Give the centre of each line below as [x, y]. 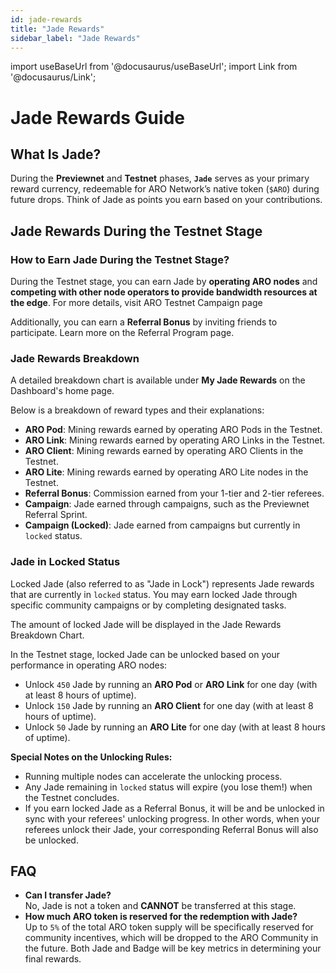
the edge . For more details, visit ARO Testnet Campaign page [136, 303]
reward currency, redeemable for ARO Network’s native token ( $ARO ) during [165, 189]
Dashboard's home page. [62, 391]
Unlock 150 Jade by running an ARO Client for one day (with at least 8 [169, 705]
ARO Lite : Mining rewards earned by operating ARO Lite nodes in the [166, 472]
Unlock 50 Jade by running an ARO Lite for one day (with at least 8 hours [175, 727]
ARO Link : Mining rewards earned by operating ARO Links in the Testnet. [175, 440]
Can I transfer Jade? [68, 895]
